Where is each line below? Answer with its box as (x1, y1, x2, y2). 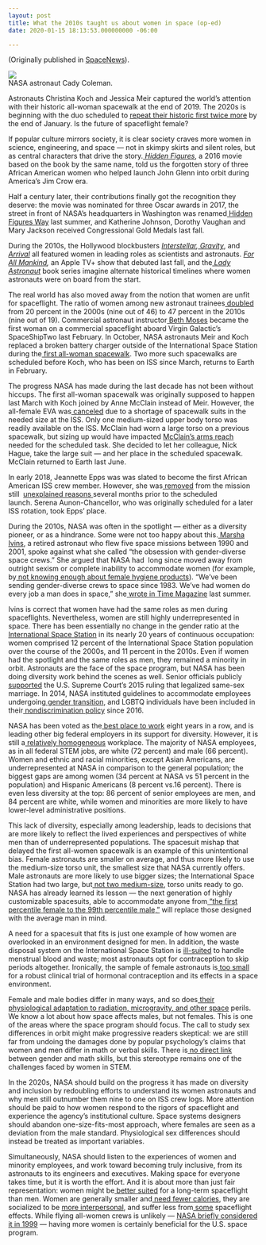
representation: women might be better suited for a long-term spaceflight (8, 1185, 249, 1195)
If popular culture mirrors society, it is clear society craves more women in (8, 134, 252, 144)
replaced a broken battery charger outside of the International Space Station (8, 340, 258, 350)
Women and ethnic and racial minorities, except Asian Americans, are (8, 755, 236, 764)
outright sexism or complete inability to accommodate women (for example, (8, 564, 256, 574)
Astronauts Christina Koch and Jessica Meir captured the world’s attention (8, 94, 252, 103)
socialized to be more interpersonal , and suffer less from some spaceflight (8, 1203, 253, 1212)
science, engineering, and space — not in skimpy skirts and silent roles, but (8, 143, 256, 152)
